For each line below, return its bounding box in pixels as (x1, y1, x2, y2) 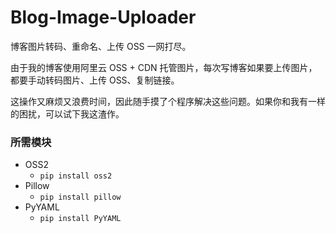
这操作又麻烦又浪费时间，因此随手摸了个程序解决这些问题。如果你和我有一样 (10, 95, 326, 107)
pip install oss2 (39, 171, 113, 181)
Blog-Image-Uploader (10, 6, 197, 29)
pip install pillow (39, 192, 122, 203)
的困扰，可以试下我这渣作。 (10, 107, 125, 120)
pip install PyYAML (39, 214, 122, 224)
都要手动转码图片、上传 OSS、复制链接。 (10, 74, 180, 86)
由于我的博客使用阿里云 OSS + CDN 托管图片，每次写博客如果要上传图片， (10, 61, 318, 73)
